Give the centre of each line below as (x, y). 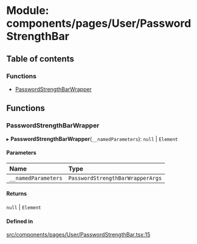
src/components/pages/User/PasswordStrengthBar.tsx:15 (78, 235)
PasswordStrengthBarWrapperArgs (115, 178)
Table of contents (40, 59)
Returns (17, 194)
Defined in (20, 221)
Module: (28, 11)
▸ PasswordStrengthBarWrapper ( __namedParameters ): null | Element (92, 139)
